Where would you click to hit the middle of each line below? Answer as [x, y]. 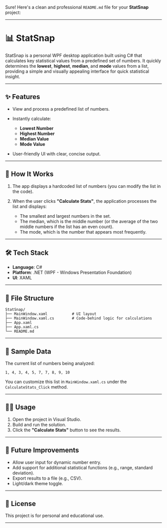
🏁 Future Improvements [42, 450]
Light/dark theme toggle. [38, 483]
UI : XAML [22, 278]
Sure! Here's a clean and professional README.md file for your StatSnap [77, 7]
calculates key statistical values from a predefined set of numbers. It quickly [83, 61]
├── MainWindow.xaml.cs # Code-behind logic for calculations [79, 318]
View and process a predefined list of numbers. [61, 109]
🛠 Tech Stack [27, 253]
